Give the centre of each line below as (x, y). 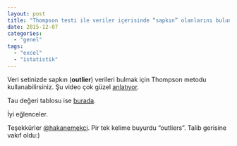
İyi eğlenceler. (28, 114)
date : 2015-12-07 (33, 27)
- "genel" (28, 40)
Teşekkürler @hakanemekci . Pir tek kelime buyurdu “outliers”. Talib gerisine (117, 128)
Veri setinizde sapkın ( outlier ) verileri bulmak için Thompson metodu (107, 79)
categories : (25, 33)
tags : (15, 46)
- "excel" (28, 53)
